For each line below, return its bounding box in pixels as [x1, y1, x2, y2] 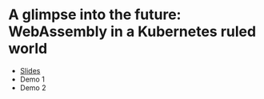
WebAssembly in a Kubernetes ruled [8, 22, 257, 41]
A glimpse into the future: [8, 6, 182, 24]
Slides [19, 65, 41, 75]
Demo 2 [19, 82, 46, 93]
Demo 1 [19, 74, 46, 84]
